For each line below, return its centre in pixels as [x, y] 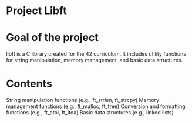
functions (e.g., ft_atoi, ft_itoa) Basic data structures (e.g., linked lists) [90, 113]
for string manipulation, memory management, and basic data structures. [95, 60]
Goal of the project [52, 38]
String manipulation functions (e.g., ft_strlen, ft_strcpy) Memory [83, 100]
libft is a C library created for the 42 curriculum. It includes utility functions [96, 54]
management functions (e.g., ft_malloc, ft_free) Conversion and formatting [96, 106]
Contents [29, 84]
